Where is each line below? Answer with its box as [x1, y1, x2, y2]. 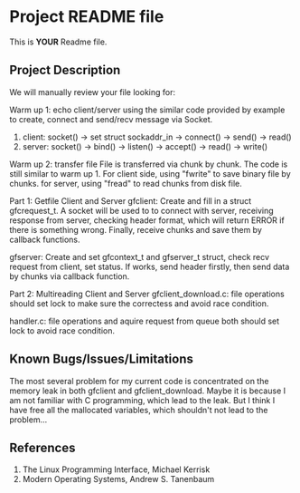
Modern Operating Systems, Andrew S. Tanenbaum [22, 474, 215, 485]
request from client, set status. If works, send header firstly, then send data [9, 261, 290, 272]
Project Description [9, 63, 121, 78]
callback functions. [9, 234, 80, 245]
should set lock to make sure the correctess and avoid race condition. [9, 297, 269, 309]
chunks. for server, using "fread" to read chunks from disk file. [9, 178, 242, 188]
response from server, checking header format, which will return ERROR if [9, 215, 285, 226]
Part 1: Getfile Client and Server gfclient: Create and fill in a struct [9, 195, 252, 206]
